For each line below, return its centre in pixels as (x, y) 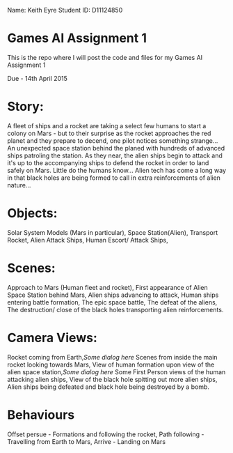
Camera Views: (52, 338)
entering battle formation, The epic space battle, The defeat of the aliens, (112, 302)
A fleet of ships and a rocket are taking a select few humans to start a (107, 125)
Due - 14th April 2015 (38, 78)
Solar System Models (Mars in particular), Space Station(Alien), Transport (113, 232)
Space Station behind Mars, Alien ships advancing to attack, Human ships (113, 295)
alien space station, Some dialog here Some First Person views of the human (116, 371)
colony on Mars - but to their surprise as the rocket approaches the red (109, 133)
